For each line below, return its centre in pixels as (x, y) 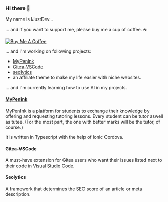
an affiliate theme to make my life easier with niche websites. (77, 78)
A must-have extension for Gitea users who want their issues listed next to (84, 160)
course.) (14, 127)
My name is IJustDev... (29, 19)
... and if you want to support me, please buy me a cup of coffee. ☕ (76, 30)
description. (18, 194)
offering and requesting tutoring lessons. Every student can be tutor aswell (84, 116)
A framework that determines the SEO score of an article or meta (74, 189)
